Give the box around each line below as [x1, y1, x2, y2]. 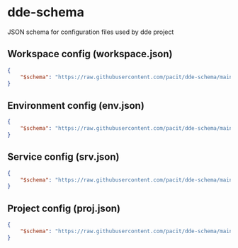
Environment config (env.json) [7, 100, 145, 112]
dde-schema [7, 4, 85, 20]
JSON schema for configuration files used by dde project [7, 28, 174, 36]
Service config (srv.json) [7, 151, 120, 163]
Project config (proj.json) [7, 202, 120, 214]
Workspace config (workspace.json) [7, 48, 173, 60]
